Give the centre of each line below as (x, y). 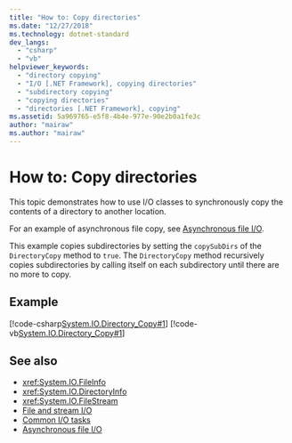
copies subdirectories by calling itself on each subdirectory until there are (144, 264)
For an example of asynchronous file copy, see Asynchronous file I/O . (137, 229)
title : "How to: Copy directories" (75, 17)
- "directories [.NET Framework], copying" (99, 109)
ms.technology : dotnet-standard (69, 34)
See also (33, 361)
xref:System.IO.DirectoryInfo (74, 391)
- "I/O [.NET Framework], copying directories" (107, 84)
